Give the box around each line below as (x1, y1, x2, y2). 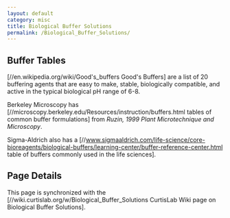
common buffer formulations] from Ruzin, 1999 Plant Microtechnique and (7, 115, 214, 123)
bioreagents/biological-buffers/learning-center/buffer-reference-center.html (7, 143, 223, 152)
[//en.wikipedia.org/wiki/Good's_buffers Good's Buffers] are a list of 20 (7, 73, 208, 81)
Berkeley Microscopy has (7, 101, 79, 109)
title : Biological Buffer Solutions (7, 23, 112, 29)
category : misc (7, 16, 51, 23)
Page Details (7, 170, 62, 182)
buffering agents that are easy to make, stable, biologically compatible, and (7, 80, 220, 88)
